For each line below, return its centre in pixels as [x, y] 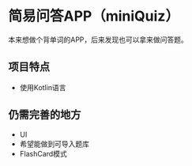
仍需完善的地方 [45, 115]
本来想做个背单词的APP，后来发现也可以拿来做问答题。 [98, 40]
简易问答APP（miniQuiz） [94, 16]
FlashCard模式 [43, 153]
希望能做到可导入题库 [54, 144]
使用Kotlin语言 [43, 87]
